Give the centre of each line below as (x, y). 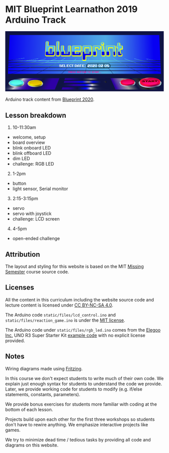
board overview (29, 142)
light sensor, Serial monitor (40, 189)
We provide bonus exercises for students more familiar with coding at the (81, 404)
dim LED (21, 159)
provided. (15, 340)
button (19, 183)
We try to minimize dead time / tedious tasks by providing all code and (78, 439)
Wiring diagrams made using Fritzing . (44, 368)
